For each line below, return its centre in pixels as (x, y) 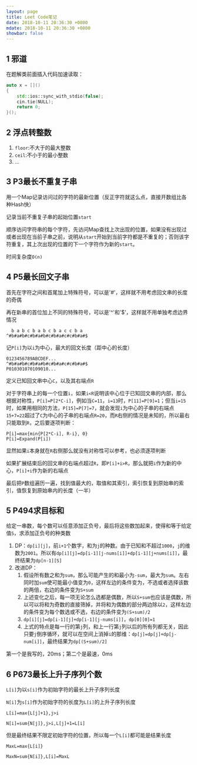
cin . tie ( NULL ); (35, 102)
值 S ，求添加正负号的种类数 (39, 533)
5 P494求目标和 (35, 511)
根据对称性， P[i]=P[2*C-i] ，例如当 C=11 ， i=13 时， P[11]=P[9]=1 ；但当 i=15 (96, 400)
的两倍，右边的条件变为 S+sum (59, 590)
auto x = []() (24, 85)
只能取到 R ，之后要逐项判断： (41, 422)
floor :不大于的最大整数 (43, 148)
